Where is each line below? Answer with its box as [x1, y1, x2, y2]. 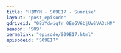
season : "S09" [6, 26, 43, 32]
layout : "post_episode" [6, 15, 67, 21]
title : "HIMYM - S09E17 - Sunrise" [6, 9, 97, 15]
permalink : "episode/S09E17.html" [6, 32, 94, 38]
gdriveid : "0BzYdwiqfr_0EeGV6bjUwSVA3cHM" [6, 20, 116, 26]
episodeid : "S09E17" [6, 37, 59, 43]
